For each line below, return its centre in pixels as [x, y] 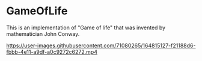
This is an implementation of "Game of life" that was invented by [86, 28]
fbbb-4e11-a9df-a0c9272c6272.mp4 [52, 51]
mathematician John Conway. [43, 33]
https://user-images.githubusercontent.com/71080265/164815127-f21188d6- [101, 45]
